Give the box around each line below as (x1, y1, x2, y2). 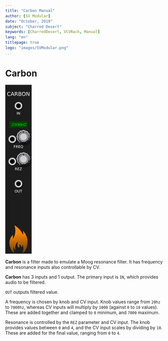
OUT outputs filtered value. (5, 289, 59, 295)
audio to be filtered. (5, 279, 46, 285)
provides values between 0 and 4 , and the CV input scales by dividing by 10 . (5, 324, 162, 330)
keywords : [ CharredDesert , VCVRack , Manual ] (5, 29, 100, 35)
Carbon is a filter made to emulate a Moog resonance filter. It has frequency (5, 258, 163, 264)
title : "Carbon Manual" (5, 8, 55, 13)
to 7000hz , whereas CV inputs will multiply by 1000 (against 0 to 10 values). (5, 304, 158, 310)
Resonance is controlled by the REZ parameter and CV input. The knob (5, 319, 150, 325)
